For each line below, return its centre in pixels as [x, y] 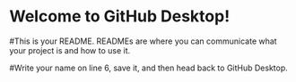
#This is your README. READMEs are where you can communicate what [143, 41]
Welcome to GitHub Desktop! [120, 16]
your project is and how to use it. [70, 50]
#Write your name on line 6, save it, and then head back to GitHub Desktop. [149, 68]
